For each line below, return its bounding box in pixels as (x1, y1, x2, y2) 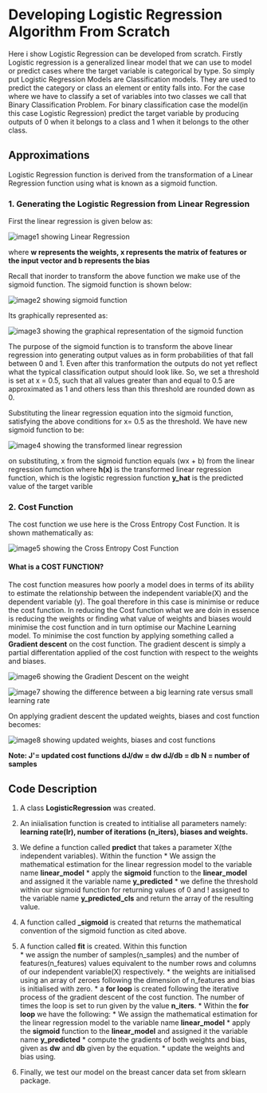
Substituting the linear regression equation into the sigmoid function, (8, 408, 234, 418)
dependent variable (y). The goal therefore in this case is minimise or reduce (8, 597, 260, 606)
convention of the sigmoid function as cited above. (19, 926, 187, 936)
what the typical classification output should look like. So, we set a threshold (8, 368, 260, 377)
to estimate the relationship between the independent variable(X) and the (8, 588, 249, 598)
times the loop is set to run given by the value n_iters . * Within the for (19, 1001, 249, 1011)
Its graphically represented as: (8, 311, 108, 320)
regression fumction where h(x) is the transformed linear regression (8, 465, 232, 475)
